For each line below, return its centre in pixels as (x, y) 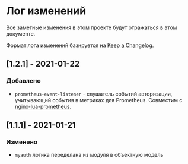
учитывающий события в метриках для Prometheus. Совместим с (98, 100)
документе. (21, 33)
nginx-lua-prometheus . (43, 106)
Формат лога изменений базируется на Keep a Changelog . (80, 45)
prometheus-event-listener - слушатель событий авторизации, (93, 94)
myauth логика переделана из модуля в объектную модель (89, 155)
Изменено (22, 142)
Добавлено (23, 81)
